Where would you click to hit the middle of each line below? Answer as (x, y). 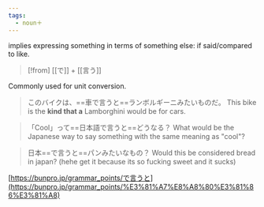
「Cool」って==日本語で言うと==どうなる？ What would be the (131, 127)
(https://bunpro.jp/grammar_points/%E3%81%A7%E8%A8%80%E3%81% (129, 186)
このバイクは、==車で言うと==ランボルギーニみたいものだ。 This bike (142, 102)
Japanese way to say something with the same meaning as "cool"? (136, 136)
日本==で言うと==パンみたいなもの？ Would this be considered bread (141, 152)
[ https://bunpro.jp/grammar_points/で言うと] (81, 178)
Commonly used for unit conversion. (67, 86)
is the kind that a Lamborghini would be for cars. (107, 111)
